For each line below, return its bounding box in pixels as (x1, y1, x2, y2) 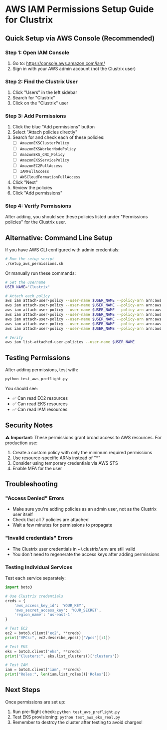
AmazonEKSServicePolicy (19, 157, 70, 163)
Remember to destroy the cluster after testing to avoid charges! (12, 719, 143, 725)
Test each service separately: (5, 575, 66, 581)
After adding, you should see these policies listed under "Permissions (5, 214, 148, 220)
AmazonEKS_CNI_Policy (19, 152, 65, 157)
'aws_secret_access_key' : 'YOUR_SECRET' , (14, 608, 101, 613)
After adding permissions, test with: (5, 367, 78, 373)
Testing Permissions (5, 353, 70, 362)
